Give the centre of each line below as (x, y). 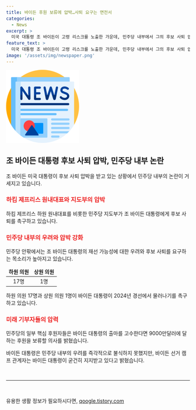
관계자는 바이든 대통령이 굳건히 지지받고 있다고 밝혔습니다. (78, 360)
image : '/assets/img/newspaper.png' (50, 56)
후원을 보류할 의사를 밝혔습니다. (52, 340)
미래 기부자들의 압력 (32, 319)
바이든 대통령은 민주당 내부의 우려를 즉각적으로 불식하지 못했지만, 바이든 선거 (93, 353)
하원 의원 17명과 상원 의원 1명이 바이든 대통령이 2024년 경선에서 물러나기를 (91, 295)
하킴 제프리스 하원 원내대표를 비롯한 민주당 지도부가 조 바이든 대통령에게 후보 (93, 213)
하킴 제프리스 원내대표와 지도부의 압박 (56, 200)
